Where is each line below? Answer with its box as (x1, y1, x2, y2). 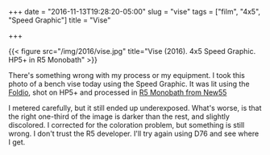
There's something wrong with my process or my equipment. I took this (8, 71, 246, 80)
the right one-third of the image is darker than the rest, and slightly (8, 112, 230, 121)
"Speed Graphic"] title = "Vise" (8, 15, 111, 25)
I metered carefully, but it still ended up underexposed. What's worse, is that (8, 104, 262, 112)
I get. (8, 137, 26, 147)
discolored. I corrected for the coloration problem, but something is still (8, 120, 245, 129)
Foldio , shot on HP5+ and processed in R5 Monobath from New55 (8, 88, 227, 97)
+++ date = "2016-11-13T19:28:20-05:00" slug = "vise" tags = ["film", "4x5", (8, 7, 260, 16)
